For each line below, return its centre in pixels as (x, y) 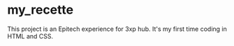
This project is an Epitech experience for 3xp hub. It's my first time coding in (117, 29)
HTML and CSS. (30, 36)
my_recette (41, 10)
